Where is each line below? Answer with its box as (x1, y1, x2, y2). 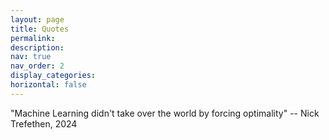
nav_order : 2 (10, 61, 65, 71)
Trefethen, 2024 (10, 117, 78, 130)
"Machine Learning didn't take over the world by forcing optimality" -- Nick (10, 107, 320, 119)
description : (10, 42, 65, 53)
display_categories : (10, 71, 97, 81)
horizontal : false (10, 80, 87, 90)
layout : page (10, 14, 65, 25)
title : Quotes (10, 24, 70, 34)
